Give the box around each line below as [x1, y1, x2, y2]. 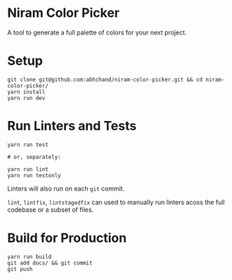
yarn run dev [7, 94, 46, 101]
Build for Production [7, 230, 127, 246]
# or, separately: [7, 153, 61, 160]
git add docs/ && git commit [7, 259, 93, 267]
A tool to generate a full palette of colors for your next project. [7, 28, 187, 37]
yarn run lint [7, 165, 49, 173]
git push [7, 265, 33, 272]
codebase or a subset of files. [7, 205, 94, 214]
